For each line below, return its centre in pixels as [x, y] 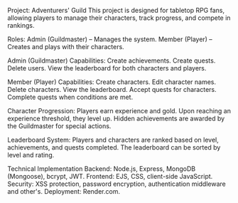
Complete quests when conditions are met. [70, 97]
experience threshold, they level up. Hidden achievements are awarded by [116, 118]
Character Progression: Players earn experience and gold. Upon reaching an [119, 111]
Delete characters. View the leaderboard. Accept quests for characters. [112, 89]
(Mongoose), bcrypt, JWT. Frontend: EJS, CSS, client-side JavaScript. [110, 176]
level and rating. [31, 155]
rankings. [21, 25]
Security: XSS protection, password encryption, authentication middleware [117, 184]
